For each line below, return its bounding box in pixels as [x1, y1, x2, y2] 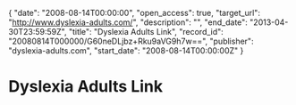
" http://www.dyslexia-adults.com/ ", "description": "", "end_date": [8, 17, 248, 28]
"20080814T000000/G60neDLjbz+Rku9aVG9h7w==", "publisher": [8, 36, 254, 46]
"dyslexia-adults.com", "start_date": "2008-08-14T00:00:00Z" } [8, 45, 244, 56]
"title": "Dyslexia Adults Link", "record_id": [68, 27, 224, 36]
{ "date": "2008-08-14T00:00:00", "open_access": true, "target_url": [8, 8, 261, 18]
